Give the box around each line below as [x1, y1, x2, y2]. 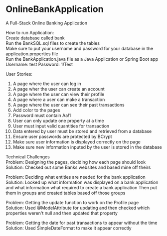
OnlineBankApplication [5, 3, 104, 15]
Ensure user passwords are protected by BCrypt [12, 133, 112, 139]
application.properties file [5, 51, 59, 57]
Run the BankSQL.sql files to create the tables [5, 40, 100, 46]
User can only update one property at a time [12, 118, 104, 123]
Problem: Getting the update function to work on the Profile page [5, 199, 139, 205]
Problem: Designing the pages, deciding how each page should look [5, 159, 146, 165]
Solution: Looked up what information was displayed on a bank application [5, 179, 159, 185]
